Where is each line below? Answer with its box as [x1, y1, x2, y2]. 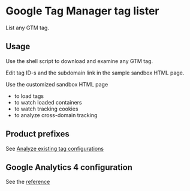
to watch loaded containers [14, 99, 82, 106]
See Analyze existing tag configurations [5, 145, 104, 152]
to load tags [14, 92, 44, 100]
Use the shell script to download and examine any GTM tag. [5, 57, 153, 64]
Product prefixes [5, 129, 70, 139]
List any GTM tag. [5, 24, 49, 31]
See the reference [5, 178, 50, 186]
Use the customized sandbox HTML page [5, 80, 108, 88]
